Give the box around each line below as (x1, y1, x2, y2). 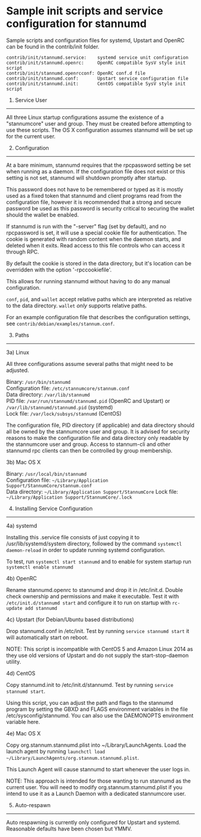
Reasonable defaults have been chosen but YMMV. (6, 825, 132, 832)
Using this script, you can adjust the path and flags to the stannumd (6, 699, 173, 706)
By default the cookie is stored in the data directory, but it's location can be (6, 259, 191, 267)
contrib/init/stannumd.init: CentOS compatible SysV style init (6, 81, 186, 87)
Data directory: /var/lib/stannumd (6, 390, 90, 398)
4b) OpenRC (6, 575, 37, 582)
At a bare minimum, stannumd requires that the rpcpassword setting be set (6, 161, 191, 169)
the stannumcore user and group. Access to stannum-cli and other (6, 441, 170, 448)
